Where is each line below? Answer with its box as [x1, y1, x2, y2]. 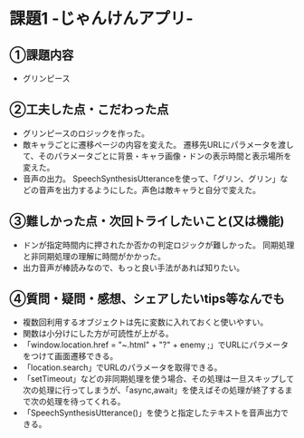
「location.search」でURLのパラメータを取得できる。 [22, 362, 223, 373]
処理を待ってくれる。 [46, 396, 126, 407]
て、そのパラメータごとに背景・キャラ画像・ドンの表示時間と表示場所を [22, 151, 292, 161]
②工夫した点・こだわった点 [9, 102, 169, 118]
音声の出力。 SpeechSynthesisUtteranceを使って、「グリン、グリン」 [22, 173, 280, 184]
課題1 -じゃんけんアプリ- [9, 8, 194, 29]
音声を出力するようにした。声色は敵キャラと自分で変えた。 [38, 184, 261, 195]
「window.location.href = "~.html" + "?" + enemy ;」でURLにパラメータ [22, 339, 290, 350]
